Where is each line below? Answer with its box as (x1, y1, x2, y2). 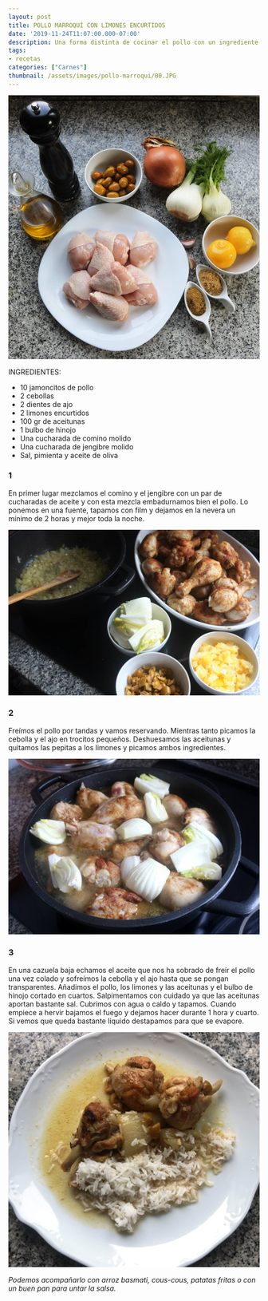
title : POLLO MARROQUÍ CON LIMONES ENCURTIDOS (8, 21, 166, 30)
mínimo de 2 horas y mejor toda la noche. (8, 513, 145, 523)
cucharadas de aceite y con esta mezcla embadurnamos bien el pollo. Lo (8, 496, 249, 506)
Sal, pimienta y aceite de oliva (19, 450, 118, 460)
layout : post (8, 13, 52, 21)
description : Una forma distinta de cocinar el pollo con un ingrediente (8, 38, 259, 46)
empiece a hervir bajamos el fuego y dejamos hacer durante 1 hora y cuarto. (8, 1007, 259, 1017)
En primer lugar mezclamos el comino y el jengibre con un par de (8, 488, 223, 498)
